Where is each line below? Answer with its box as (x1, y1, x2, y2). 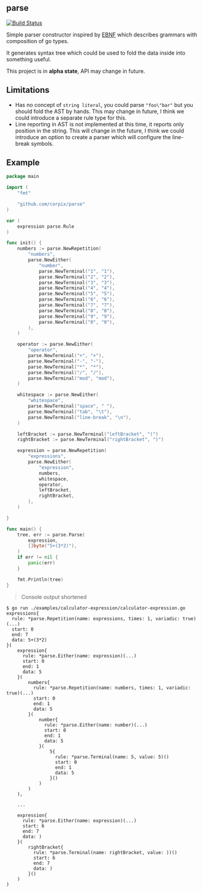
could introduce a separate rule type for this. (15, 114, 127, 121)
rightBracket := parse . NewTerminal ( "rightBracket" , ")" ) (17, 437, 164, 443)
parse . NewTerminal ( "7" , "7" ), (38, 302, 115, 309)
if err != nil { (17, 554, 59, 561)
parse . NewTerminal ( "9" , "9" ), (38, 313, 115, 320)
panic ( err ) (28, 560, 56, 566)
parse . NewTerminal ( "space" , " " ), (28, 403, 115, 409)
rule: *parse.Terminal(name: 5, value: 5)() (55, 754, 170, 760)
